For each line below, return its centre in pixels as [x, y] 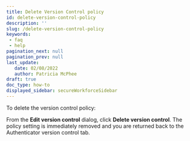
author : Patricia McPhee [46, 74]
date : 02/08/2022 [36, 68]
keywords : [19, 34]
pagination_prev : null [35, 57]
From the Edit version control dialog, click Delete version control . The [94, 119]
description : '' [27, 23]
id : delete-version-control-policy [51, 18]
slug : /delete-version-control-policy [55, 29]
